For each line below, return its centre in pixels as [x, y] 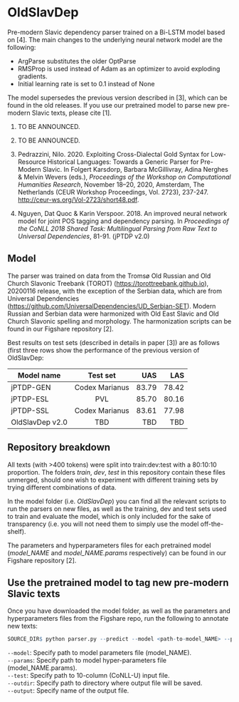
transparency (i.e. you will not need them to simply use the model [103, 524]
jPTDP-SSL [30, 411]
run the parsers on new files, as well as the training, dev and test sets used [117, 509]
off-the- [212, 524]
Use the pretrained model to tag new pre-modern [118, 583]
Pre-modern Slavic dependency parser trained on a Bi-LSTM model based [116, 32]
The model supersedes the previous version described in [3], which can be [117, 98]
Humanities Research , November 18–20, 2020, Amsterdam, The [111, 184]
